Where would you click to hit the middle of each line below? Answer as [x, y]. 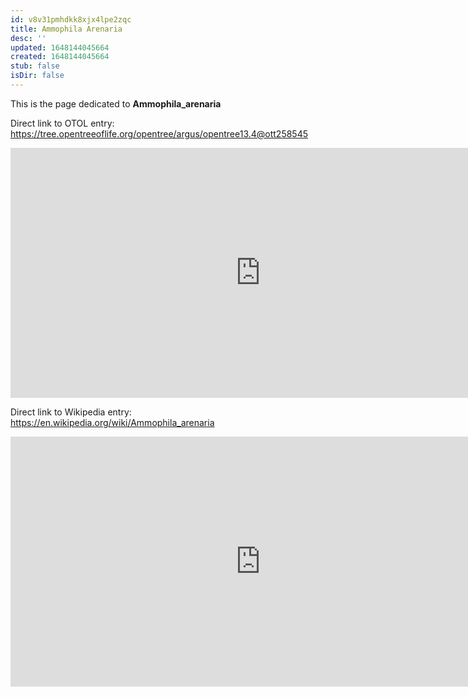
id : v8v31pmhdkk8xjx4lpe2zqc [71, 19]
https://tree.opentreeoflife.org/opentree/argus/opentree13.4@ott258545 [159, 133]
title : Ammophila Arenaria [66, 29]
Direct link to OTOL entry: [62, 123]
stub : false [35, 66]
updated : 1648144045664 [60, 47]
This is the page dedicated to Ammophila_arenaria [116, 103]
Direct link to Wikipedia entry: [71, 412]
